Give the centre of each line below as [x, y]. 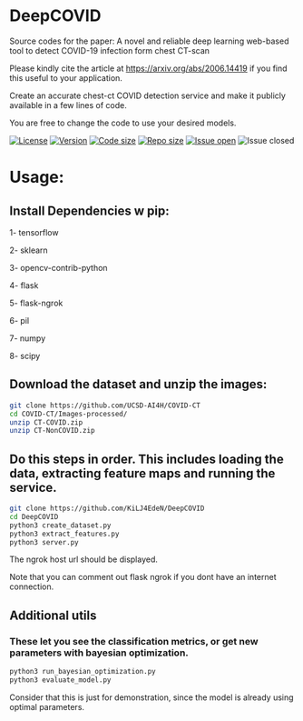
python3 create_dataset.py [60, 525]
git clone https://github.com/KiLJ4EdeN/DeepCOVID [107, 509]
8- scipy [25, 355]
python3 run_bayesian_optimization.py [83, 672]
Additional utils [53, 615]
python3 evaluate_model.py [60, 680]
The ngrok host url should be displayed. [84, 559]
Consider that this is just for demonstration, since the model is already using [151, 697]
